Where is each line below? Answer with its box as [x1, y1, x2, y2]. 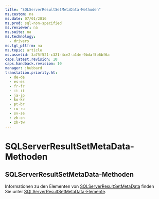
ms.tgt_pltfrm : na [5, 43, 42, 48]
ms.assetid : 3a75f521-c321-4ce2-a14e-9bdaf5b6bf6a [5, 52, 110, 57]
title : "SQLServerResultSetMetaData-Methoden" [5, 7, 101, 12]
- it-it [9, 88, 25, 93]
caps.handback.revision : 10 [5, 61, 62, 66]
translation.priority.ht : [5, 70, 57, 75]
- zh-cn [9, 115, 25, 120]
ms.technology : [5, 34, 36, 39]
